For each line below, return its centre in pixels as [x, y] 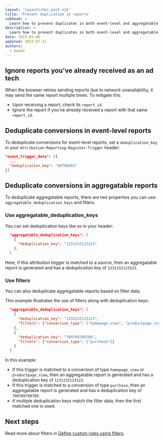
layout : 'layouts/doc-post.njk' [38, 10]
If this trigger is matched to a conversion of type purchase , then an [79, 385]
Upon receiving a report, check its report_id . [57, 105]
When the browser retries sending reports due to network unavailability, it [79, 90]
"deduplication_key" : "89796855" [43, 166]
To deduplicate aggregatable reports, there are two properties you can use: [81, 197]
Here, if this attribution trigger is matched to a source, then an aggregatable [81, 262]
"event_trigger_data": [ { [31, 157]
